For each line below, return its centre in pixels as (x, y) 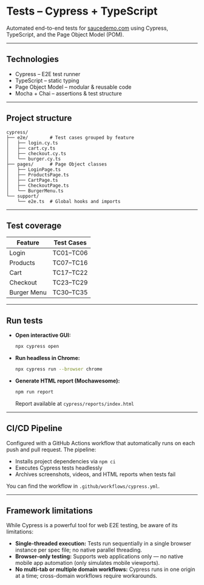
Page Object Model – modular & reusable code (73, 87)
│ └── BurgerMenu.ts (35, 191)
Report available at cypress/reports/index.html (75, 403)
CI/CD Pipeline (34, 428)
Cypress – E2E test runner (48, 74)
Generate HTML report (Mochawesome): (67, 381)
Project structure (39, 118)
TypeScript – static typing (47, 80)
